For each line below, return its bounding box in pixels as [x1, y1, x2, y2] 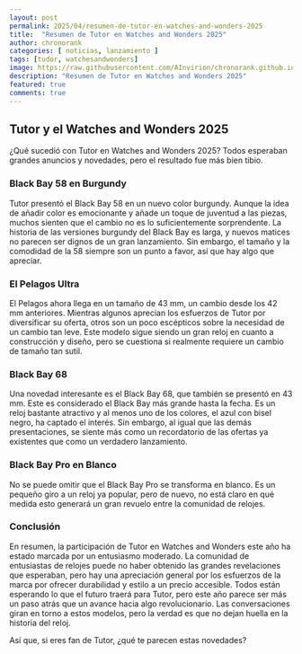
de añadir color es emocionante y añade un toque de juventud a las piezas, [9, 208, 288, 218]
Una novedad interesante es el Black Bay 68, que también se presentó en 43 [9, 388, 293, 400]
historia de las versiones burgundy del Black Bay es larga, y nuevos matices [9, 226, 290, 237]
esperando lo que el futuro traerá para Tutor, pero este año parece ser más [9, 588, 288, 599]
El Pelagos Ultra [9, 278, 80, 290]
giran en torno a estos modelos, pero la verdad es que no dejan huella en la [9, 607, 289, 618]
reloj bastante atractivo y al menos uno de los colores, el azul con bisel [9, 408, 272, 419]
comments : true [9, 88, 67, 97]
